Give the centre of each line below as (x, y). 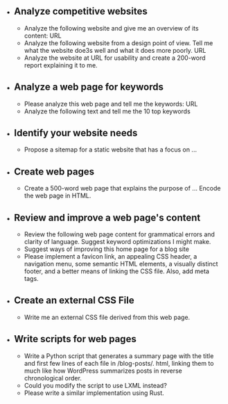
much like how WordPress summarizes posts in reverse (103, 371)
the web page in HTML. (58, 196)
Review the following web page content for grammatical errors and (119, 234)
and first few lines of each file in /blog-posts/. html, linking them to (119, 363)
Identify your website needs (76, 133)
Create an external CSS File (74, 301)
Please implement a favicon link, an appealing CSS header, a (111, 257)
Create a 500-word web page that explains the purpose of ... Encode (122, 188)
